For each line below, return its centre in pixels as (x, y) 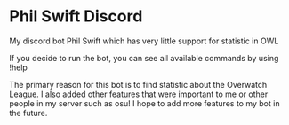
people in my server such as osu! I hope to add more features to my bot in (144, 103)
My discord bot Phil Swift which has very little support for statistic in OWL (144, 41)
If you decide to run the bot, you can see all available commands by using (144, 58)
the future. (28, 113)
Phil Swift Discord (76, 16)
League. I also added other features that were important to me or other (139, 94)
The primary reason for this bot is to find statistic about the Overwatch (138, 84)
